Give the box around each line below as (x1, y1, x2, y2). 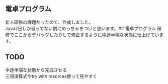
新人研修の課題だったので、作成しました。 (5, 19, 94, 25)
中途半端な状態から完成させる (5, 67, 67, 73)
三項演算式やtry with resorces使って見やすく (5, 73, 98, 79)
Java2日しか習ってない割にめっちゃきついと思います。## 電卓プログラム (5, 25, 156, 31)
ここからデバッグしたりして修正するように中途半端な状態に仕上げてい (14, 32, 159, 38)
